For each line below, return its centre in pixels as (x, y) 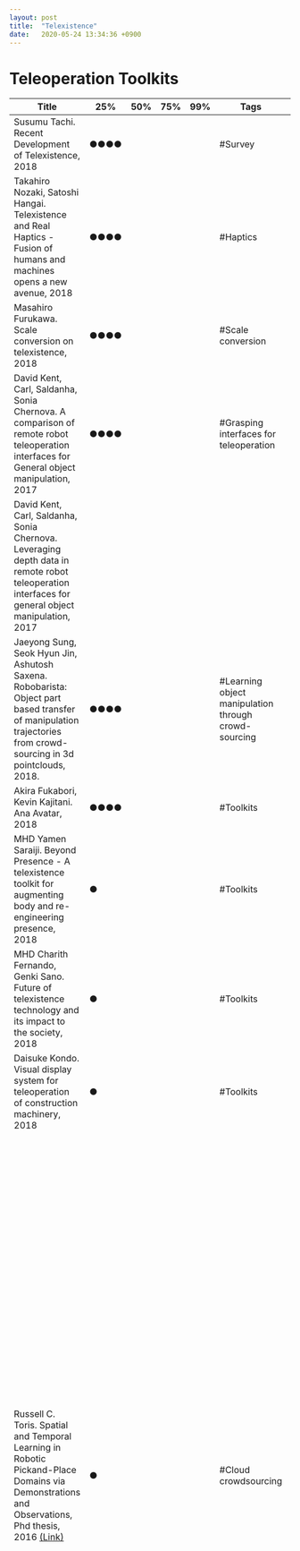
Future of (33, 988)
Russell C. (35, 1414)
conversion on (44, 341)
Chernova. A (40, 412)
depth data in (42, 560)
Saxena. (30, 676)
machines (34, 271)
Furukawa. (36, 319)
